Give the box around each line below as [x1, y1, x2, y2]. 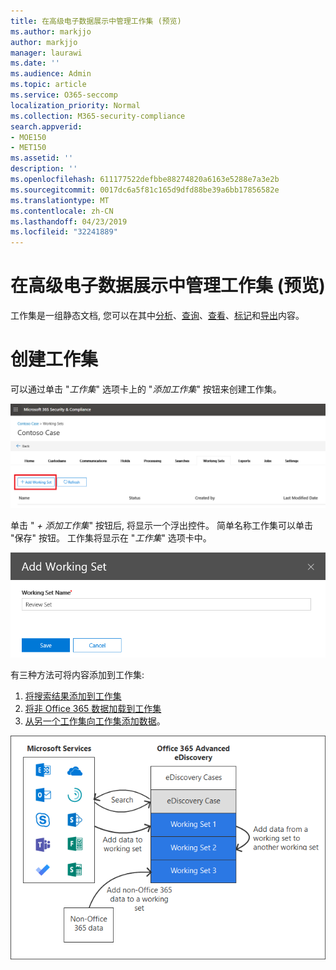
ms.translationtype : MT [10, 195, 110, 205]
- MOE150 [10, 132, 47, 142]
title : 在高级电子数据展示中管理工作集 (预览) [10, 16, 182, 26]
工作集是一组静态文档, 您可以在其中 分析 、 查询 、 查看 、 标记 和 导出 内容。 [10, 310, 305, 322]
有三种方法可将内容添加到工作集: [10, 669, 145, 681]
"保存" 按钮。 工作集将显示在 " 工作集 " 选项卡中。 [10, 531, 212, 544]
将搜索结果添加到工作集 [24, 690, 122, 702]
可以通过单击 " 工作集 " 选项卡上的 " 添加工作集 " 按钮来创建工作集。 [10, 383, 282, 395]
